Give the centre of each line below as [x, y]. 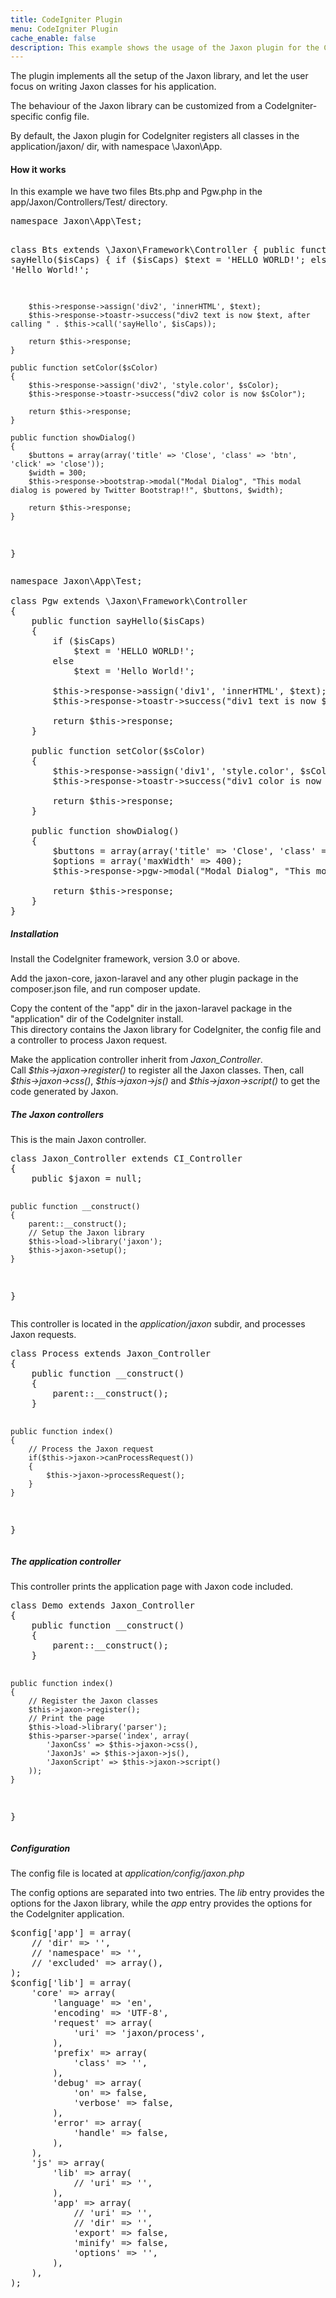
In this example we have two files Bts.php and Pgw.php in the [136, 192]
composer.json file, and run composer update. [105, 989]
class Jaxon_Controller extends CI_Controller [126, 1159]
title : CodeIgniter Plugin [66, 19]
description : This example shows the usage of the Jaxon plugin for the [165, 47]
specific [27, 117]
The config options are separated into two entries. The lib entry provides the [167, 1893]
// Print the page [66, 1719]
